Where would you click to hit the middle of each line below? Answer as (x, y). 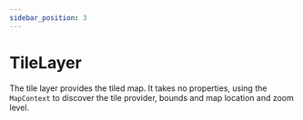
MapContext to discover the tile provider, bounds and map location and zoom (151, 97)
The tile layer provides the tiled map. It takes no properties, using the (138, 88)
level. (20, 107)
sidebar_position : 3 (49, 18)
